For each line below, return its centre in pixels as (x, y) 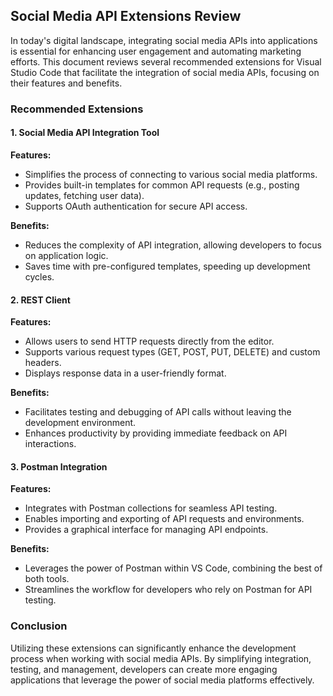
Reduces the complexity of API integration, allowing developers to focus (173, 245)
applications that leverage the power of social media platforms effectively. (162, 680)
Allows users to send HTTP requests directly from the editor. (149, 341)
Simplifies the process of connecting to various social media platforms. (171, 174)
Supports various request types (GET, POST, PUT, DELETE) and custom (172, 352)
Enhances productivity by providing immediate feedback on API (156, 433)
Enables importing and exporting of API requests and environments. (164, 519)
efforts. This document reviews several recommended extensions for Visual (166, 61)
